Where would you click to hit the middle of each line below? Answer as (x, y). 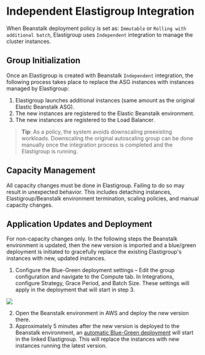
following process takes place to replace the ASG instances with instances (100, 82)
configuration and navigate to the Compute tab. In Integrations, (95, 277)
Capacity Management (51, 171)
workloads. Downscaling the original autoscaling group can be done (107, 138)
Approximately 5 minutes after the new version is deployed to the (97, 326)
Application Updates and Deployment (80, 224)
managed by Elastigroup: (38, 88)
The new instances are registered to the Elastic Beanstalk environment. (105, 113)
